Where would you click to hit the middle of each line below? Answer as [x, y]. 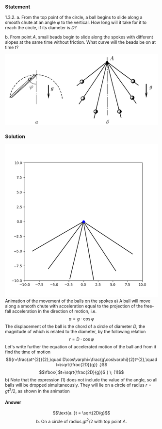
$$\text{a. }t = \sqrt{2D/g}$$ [81, 413]
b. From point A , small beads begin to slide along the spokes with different [79, 37]
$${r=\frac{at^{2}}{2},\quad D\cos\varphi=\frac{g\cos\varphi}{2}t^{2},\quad [81, 360]
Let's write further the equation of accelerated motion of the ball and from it [81, 347]
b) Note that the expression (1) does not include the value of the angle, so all [81, 380]
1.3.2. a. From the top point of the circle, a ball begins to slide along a [74, 17]
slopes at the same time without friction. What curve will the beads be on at [81, 42]
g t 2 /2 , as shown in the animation [38, 391]
